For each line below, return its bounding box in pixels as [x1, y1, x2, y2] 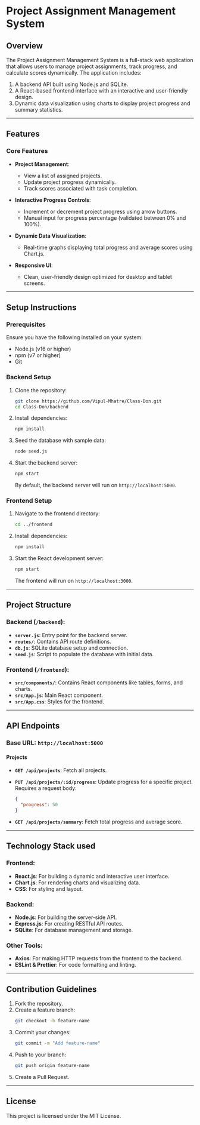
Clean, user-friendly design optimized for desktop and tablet [23, 273, 173, 280]
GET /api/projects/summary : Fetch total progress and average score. [14, 818, 183, 825]
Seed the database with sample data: [14, 437, 106, 444]
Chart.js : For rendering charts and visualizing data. [14, 879, 141, 886]
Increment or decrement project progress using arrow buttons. [23, 208, 177, 215]
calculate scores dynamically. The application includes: [6, 69, 142, 76]
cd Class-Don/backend [14, 404, 68, 410]
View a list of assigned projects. [23, 172, 102, 179]
